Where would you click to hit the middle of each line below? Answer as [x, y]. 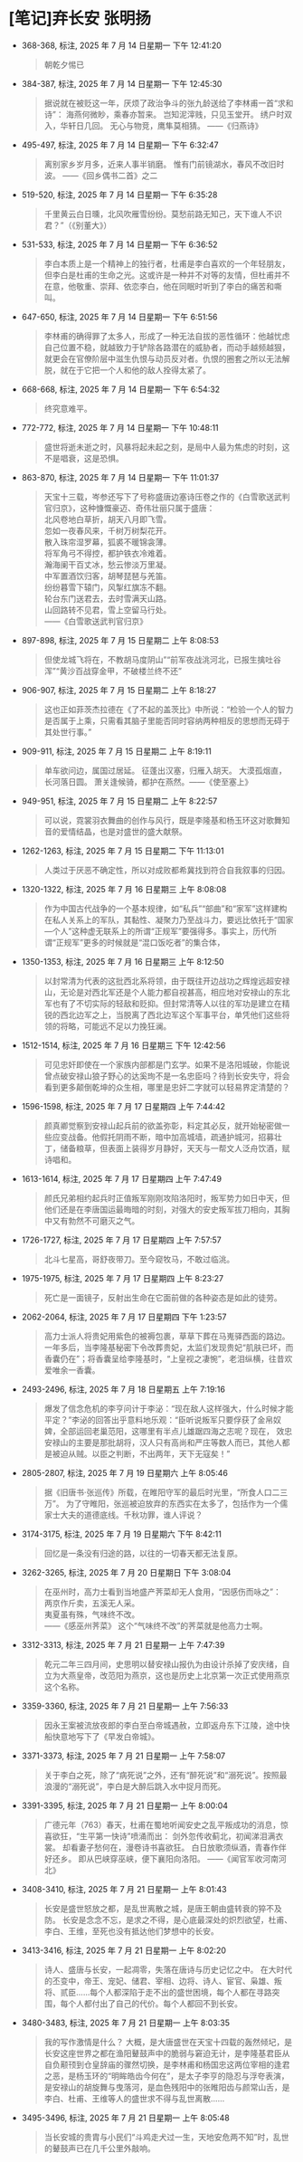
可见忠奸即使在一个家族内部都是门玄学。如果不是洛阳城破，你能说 [167, 1064]
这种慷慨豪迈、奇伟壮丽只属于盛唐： [147, 508]
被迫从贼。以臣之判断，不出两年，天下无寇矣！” [141, 1453]
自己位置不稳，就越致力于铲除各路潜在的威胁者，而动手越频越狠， [167, 347]
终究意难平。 [68, 408]
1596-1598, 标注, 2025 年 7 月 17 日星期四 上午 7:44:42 [123, 1106]
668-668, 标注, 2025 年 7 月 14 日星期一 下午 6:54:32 [121, 389]
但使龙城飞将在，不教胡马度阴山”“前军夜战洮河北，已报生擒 [155, 659]
